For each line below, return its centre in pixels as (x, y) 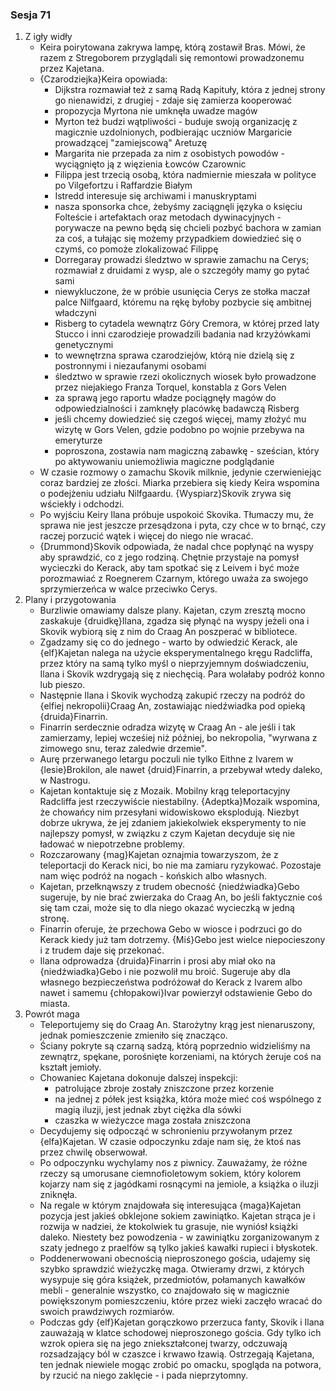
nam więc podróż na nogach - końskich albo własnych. (153, 876)
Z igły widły (48, 37)
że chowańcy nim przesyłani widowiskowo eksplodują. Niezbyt (169, 812)
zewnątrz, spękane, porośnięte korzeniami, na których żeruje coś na (180, 1057)
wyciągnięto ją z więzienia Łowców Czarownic (150, 164)
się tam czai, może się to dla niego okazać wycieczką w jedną (167, 908)
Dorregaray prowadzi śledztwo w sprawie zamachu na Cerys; (182, 260)
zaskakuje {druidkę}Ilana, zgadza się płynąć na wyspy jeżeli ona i (174, 621)
